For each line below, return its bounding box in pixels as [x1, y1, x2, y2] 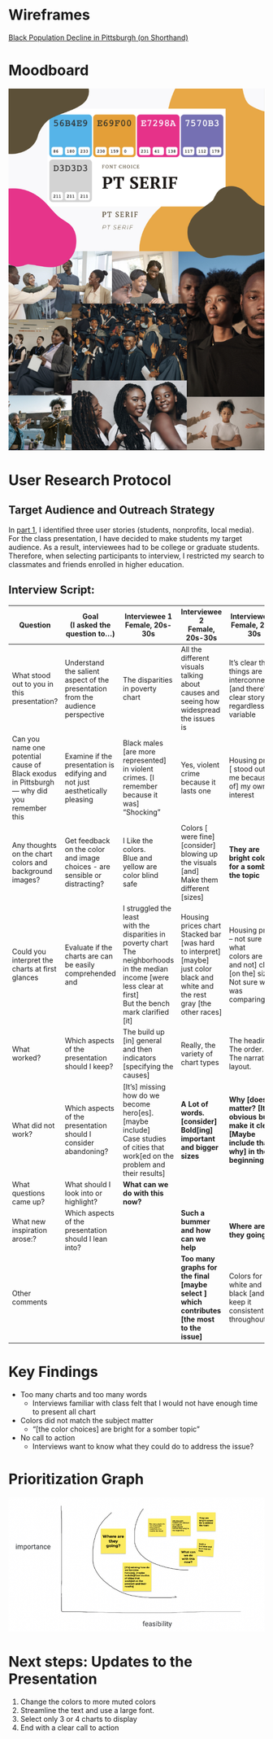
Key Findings [8, 1363, 99, 1381]
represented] [123, 755, 167, 766]
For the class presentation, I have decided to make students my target [8, 533, 242, 543]
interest [228, 790, 254, 800]
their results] [123, 1168, 166, 1178]
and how [180, 1226, 211, 1235]
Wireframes [8, 6, 91, 24]
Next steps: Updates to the [8, 1653, 193, 1671]
